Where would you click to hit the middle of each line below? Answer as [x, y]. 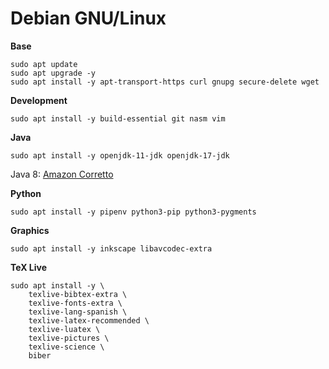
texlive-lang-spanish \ [78, 312]
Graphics [30, 230]
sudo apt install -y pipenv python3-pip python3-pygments [133, 212]
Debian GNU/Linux [88, 18]
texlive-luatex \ [64, 329]
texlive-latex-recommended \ [89, 320]
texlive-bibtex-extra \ [78, 294]
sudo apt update [44, 64]
